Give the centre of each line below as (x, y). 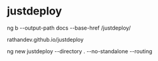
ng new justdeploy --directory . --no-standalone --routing (80, 51)
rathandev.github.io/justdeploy (45, 39)
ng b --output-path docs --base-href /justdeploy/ (69, 28)
